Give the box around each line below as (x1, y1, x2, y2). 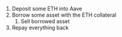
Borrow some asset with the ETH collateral (11, 11, 117, 18)
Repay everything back (11, 24, 69, 31)
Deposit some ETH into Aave (11, 5, 82, 12)
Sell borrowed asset (20, 18, 70, 24)
